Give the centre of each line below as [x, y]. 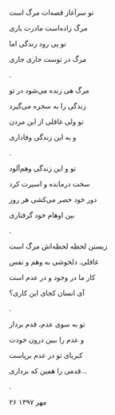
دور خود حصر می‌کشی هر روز [53, 199]
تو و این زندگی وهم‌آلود [43, 168]
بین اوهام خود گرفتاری [42, 215]
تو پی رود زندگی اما [38, 43]
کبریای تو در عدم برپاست [46, 355]
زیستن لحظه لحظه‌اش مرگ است [58, 246]
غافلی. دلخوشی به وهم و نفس [54, 262]
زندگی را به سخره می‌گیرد [48, 106]
